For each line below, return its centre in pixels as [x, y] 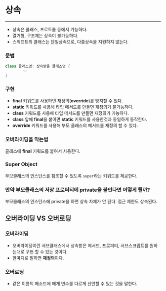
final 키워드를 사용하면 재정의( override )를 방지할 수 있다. [67, 101]
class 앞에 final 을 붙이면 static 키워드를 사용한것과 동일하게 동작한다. [80, 120]
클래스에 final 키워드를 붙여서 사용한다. [43, 151]
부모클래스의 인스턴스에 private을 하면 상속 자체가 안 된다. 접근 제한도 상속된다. [81, 202]
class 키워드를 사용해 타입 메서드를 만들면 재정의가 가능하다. [71, 113]
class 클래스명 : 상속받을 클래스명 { [38, 66]
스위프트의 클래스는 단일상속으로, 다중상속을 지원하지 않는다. [70, 42]
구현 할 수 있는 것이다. [47, 251]
